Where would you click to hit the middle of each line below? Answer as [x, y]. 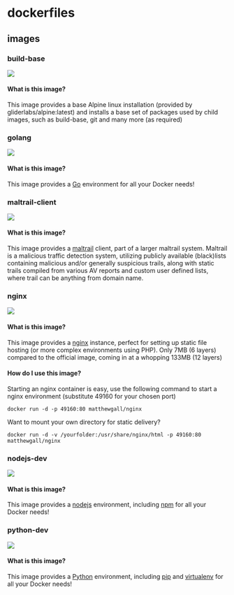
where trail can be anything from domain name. [75, 278]
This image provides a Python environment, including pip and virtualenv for [115, 576]
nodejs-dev [27, 458]
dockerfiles [41, 13]
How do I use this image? [44, 373]
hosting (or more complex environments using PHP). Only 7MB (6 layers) [112, 350]
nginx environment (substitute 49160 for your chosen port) [92, 396]
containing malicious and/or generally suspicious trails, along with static [111, 263]
